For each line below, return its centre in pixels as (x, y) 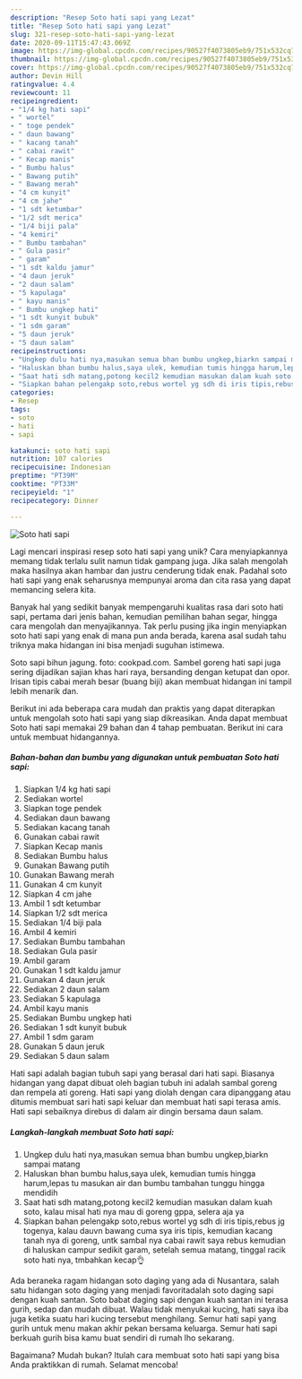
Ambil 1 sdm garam (58, 1037)
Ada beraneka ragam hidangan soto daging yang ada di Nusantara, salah (145, 1281)
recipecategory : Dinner (55, 500)
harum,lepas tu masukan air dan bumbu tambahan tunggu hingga (144, 1184)
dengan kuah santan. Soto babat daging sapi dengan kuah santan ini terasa (150, 1300)
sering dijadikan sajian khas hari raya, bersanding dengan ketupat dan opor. (150, 672)
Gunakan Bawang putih (66, 865)
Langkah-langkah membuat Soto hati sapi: (92, 1132)
